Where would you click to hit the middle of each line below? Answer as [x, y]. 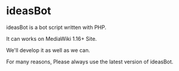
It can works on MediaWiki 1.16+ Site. [52, 38]
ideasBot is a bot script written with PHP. [56, 27]
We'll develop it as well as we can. [48, 50]
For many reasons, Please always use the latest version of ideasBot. [90, 62]
